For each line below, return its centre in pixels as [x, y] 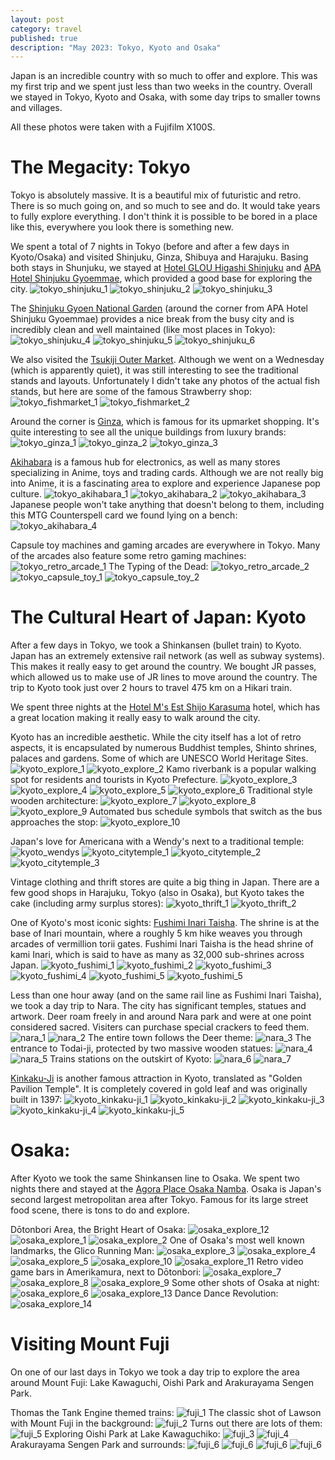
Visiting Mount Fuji [90, 1344]
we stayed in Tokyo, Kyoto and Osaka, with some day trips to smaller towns [165, 97]
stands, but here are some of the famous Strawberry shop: [131, 392]
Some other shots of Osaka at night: [245, 1283]
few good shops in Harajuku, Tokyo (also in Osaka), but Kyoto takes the [157, 893]
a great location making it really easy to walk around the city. [135, 718]
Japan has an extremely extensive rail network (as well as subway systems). [167, 656]
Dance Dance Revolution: [226, 1293]
